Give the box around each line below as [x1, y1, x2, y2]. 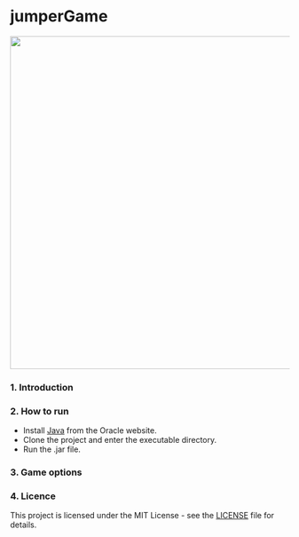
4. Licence [10, 490, 56, 502]
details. [10, 519, 37, 530]
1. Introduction [10, 381, 74, 393]
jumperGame [10, 6, 108, 27]
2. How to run [10, 405, 69, 417]
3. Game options [10, 466, 83, 478]
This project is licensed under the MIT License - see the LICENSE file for [10, 510, 274, 521]
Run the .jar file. [22, 444, 81, 454]
